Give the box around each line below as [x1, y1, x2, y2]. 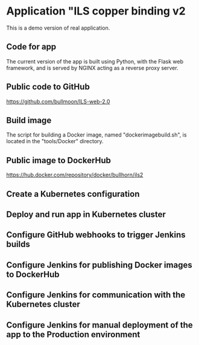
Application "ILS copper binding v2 [6, 4, 186, 18]
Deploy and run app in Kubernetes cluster [6, 209, 166, 219]
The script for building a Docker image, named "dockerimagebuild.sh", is [6, 131, 187, 138]
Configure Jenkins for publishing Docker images [6, 260, 192, 270]
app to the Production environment [6, 329, 141, 340]
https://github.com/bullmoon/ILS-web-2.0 [6, 98, 110, 105]
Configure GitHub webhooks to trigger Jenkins [6, 230, 186, 240]
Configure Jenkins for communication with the [6, 290, 186, 300]
